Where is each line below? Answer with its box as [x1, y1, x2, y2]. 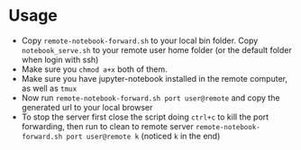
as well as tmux [21, 83, 78, 93]
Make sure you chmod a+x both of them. [21, 64, 168, 75]
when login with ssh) [21, 54, 99, 65]
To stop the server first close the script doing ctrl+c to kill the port [21, 111, 269, 122]
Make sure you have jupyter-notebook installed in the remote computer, [21, 73, 287, 84]
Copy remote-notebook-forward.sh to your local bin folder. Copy [21, 35, 259, 46]
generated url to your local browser [21, 101, 153, 112]
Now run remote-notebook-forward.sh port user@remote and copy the [21, 92, 280, 103]
